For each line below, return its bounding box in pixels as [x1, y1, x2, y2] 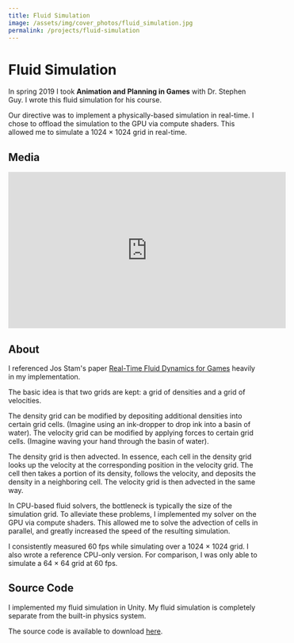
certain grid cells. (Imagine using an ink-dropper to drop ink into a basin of [8, 419, 251, 429]
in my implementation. [8, 372, 81, 381]
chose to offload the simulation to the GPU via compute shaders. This [8, 119, 235, 129]
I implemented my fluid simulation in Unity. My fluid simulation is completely [8, 603, 256, 612]
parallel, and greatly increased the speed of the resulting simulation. [8, 526, 231, 536]
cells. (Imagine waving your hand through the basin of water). [8, 436, 209, 445]
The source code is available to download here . [8, 626, 163, 636]
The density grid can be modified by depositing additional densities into [8, 410, 242, 421]
